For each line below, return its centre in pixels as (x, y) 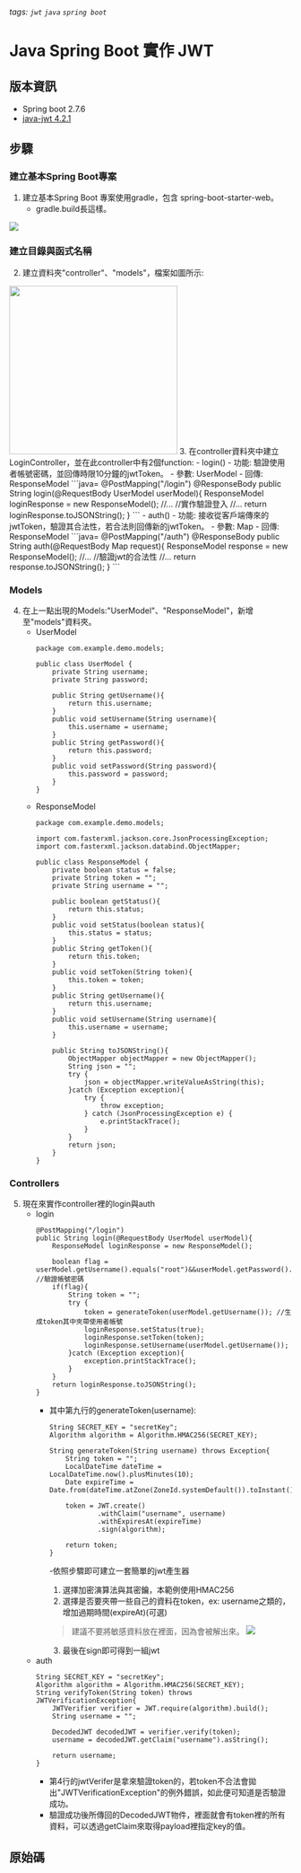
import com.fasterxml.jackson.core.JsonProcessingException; (152, 839)
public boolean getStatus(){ (107, 901)
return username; (84, 1756)
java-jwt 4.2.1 (47, 118)
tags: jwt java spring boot (58, 12)
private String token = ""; (104, 878)
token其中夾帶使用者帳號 (83, 1322)
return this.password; (110, 750)
